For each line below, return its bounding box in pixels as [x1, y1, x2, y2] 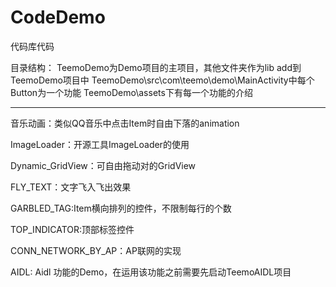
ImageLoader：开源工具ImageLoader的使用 [10, 138, 190, 150]
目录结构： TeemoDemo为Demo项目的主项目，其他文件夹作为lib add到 [10, 61, 302, 73]
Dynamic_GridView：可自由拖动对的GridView [10, 159, 197, 171]
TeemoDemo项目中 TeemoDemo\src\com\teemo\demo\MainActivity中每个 [10, 74, 315, 86]
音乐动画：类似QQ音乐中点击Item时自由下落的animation [10, 117, 240, 129]
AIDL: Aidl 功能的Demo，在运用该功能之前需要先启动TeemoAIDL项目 [10, 266, 292, 278]
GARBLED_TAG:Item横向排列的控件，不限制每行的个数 [10, 202, 232, 214]
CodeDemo [10, 6, 106, 29]
